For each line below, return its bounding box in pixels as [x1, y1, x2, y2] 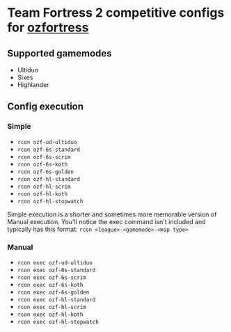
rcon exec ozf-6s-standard [17, 267, 96, 274]
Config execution [7, 101, 84, 113]
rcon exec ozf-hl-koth [17, 311, 83, 318]
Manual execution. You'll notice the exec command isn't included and [7, 217, 207, 226]
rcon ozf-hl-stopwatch [17, 198, 83, 205]
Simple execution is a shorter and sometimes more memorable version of [7, 210, 217, 219]
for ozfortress [7, 19, 89, 35]
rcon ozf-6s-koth [17, 161, 68, 168]
